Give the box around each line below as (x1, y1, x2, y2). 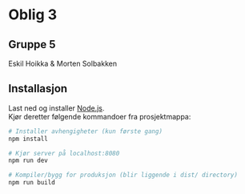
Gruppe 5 (8, 38, 56, 51)
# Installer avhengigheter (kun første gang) (8, 127, 163, 135)
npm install (8, 135, 48, 143)
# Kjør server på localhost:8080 (8, 149, 120, 157)
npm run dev (8, 156, 48, 165)
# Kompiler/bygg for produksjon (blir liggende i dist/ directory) (8, 171, 239, 180)
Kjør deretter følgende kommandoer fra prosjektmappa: (8, 111, 191, 121)
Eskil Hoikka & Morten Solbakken (8, 59, 118, 68)
